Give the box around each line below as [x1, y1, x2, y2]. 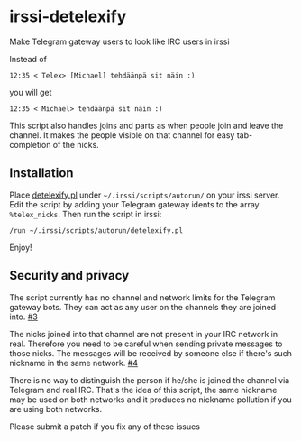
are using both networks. [9, 403, 103, 414]
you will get [9, 87, 52, 97]
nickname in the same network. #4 [9, 357, 138, 368]
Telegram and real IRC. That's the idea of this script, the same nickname [9, 384, 278, 395]
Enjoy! [9, 242, 33, 253]
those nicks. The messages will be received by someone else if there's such [9, 347, 293, 358]
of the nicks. [52, 139, 99, 150]
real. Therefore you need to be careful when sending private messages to [9, 338, 283, 349]
